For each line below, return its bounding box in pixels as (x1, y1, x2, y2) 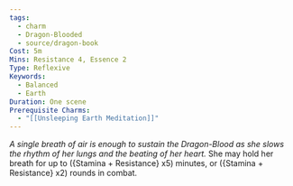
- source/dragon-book (17, 38, 99, 48)
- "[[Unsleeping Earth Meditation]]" (17, 114, 160, 123)
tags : (9, 13, 30, 23)
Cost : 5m (9, 47, 42, 56)
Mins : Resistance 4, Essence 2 (9, 55, 127, 64)
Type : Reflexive (9, 64, 70, 73)
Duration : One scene (9, 97, 87, 107)
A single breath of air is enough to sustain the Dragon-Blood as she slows (9, 139, 285, 150)
